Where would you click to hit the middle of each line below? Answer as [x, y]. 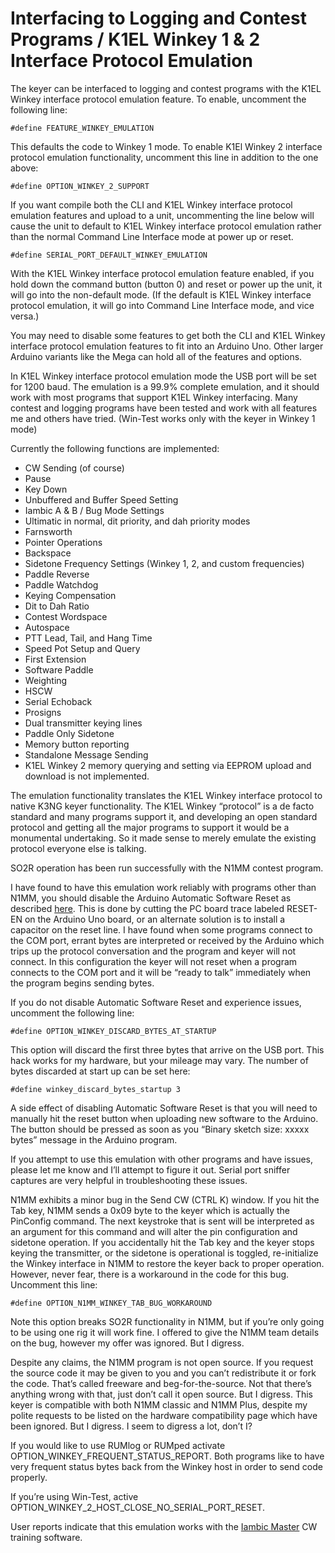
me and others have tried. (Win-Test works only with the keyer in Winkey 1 [163, 418]
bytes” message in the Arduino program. [94, 1139]
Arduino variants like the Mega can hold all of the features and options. [156, 356]
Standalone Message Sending [86, 754]
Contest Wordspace [66, 616]
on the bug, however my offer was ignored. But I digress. [127, 1343]
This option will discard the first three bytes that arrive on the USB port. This [167, 1049]
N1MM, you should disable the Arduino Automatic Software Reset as [151, 898]
